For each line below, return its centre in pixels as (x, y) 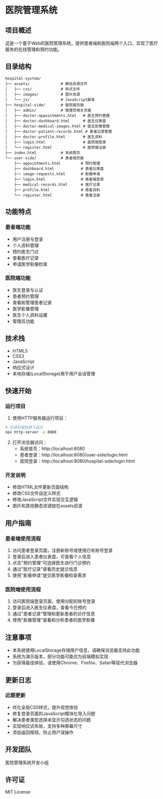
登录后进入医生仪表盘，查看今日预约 (49, 608)
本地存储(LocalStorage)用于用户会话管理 (54, 374)
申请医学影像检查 (30, 264)
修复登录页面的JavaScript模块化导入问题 (54, 713)
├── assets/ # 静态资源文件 (46, 84)
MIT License (18, 792)
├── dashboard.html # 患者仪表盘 (59, 169)
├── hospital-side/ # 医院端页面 (44, 105)
